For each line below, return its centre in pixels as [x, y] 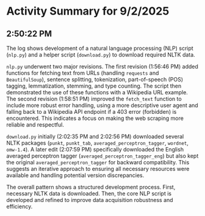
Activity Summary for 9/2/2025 [88, 11]
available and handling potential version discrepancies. [75, 175]
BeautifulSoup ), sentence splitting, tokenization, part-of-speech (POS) [95, 79]
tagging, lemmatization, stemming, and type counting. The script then [94, 86]
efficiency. [20, 206]
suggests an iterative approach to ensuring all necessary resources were [98, 169]
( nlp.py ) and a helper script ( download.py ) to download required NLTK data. [101, 55]
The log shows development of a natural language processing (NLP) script [100, 48]
